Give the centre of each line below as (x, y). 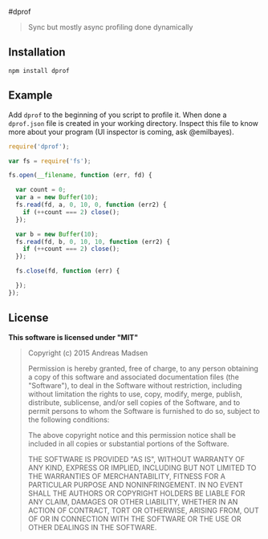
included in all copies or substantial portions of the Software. (128, 444)
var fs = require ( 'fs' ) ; (50, 161)
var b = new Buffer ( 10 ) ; (57, 234)
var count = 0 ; (41, 190)
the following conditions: (69, 419)
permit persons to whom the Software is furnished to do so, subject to (144, 411)
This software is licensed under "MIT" (73, 337)
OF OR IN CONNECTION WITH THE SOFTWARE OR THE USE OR (134, 519)
